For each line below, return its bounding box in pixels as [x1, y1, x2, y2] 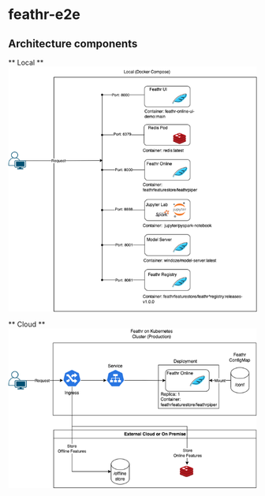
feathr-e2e [8, 6, 80, 24]
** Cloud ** [8, 319, 46, 329]
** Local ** [8, 58, 44, 67]
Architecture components [8, 37, 138, 50]
